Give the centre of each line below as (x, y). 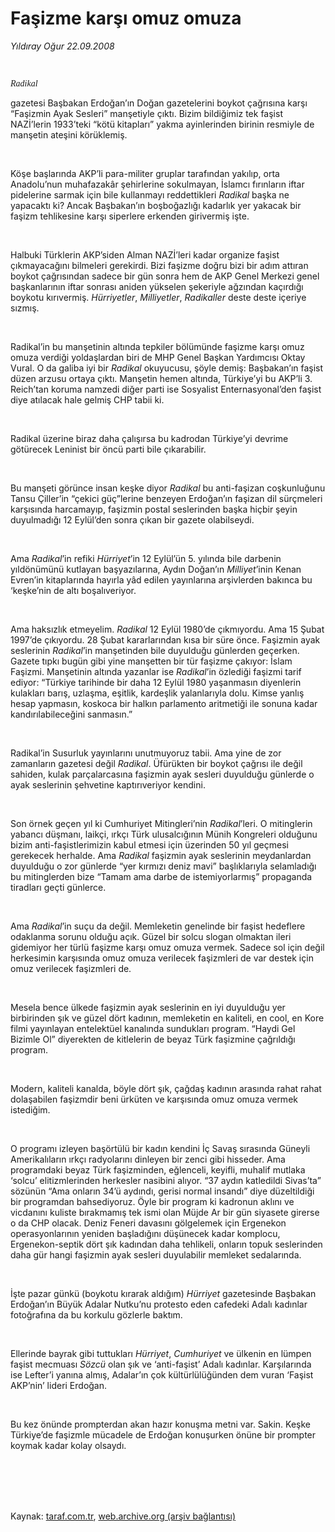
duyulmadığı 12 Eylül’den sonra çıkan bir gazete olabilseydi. (132, 519)
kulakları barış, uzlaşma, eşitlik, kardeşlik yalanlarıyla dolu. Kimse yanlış (157, 693)
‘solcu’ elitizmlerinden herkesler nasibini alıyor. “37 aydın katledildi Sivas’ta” (166, 1180)
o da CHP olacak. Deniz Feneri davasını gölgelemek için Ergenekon (148, 1223)
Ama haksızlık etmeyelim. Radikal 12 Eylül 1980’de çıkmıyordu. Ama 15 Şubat (167, 629)
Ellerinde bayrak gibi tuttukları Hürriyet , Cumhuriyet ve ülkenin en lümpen (161, 1353)
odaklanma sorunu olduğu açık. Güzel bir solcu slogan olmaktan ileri (151, 936)
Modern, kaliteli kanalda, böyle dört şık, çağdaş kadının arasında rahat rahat (166, 1088)
